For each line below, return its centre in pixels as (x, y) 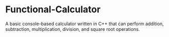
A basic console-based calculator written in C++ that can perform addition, (84, 24)
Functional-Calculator (53, 10)
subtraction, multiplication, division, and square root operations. (72, 29)
